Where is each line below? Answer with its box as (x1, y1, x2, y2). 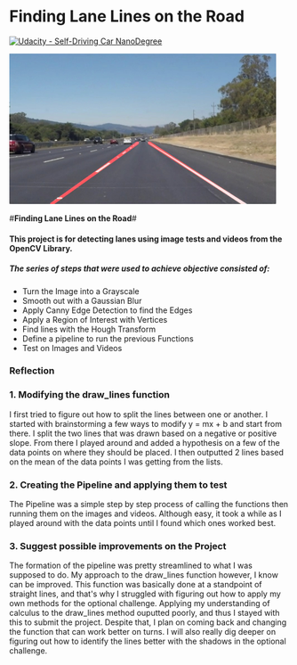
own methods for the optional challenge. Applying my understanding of (9, 598, 270, 609)
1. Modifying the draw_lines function (9, 389, 171, 401)
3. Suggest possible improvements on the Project (9, 539, 227, 552)
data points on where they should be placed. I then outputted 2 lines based (9, 447, 285, 457)
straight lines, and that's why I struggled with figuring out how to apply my (9, 588, 282, 599)
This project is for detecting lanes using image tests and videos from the (9, 234, 283, 244)
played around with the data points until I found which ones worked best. (9, 518, 277, 529)
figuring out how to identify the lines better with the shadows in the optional (9, 636, 286, 647)
